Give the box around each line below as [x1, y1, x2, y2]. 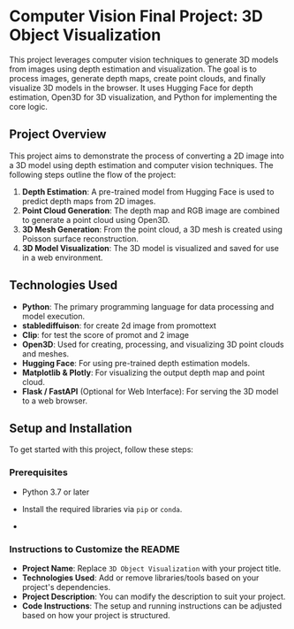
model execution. [21, 311, 86, 321]
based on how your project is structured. [21, 610, 170, 620]
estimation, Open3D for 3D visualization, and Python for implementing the [9, 91, 278, 103]
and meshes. [21, 348, 70, 359]
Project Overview [9, 127, 107, 142]
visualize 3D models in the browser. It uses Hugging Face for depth [9, 82, 253, 93]
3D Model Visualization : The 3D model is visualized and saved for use [21, 242, 280, 253]
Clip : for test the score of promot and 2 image [21, 329, 190, 340]
